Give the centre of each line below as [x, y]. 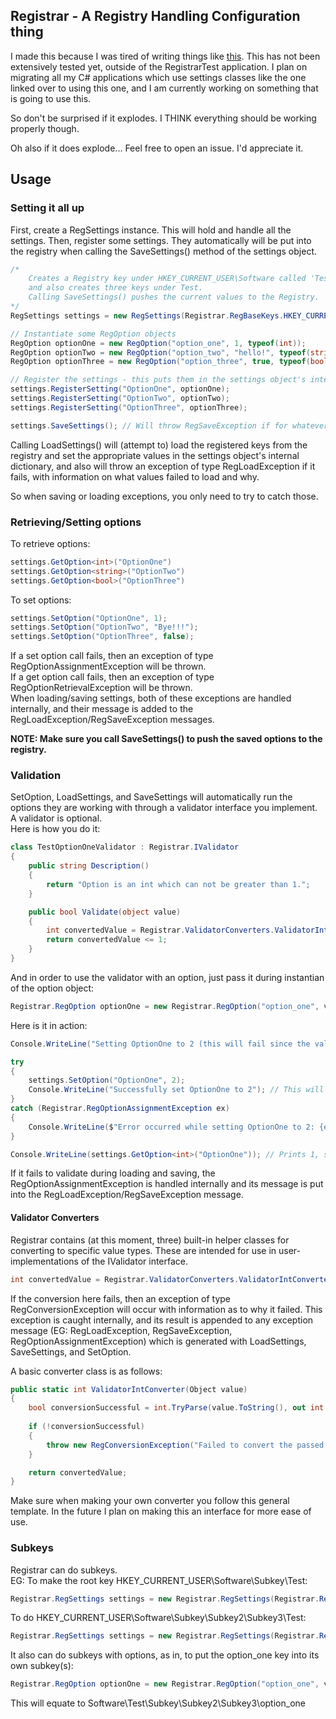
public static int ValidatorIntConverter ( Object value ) [129, 1389]
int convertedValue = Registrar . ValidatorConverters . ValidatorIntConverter [171, 1279]
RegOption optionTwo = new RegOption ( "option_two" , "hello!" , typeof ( [160, 352]
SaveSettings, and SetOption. [71, 1351]
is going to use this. [51, 98]
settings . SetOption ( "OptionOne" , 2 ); [107, 1080]
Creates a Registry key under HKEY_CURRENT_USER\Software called [167, 279]
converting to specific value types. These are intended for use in [143, 1250]
